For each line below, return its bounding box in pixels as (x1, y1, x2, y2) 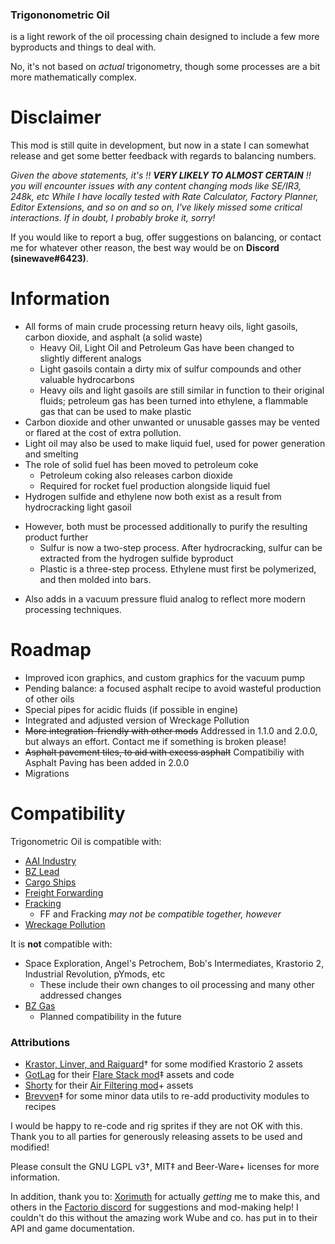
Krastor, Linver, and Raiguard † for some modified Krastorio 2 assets (24, 1058, 303, 1070)
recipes (24, 1101, 57, 1113)
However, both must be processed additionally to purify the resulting (24, 521, 308, 533)
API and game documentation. (10, 1223, 135, 1235)
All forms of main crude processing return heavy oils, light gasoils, (24, 321, 298, 333)
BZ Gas (24, 1000, 56, 1012)
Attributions (10, 1035, 71, 1049)
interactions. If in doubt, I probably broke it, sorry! (10, 212, 216, 224)
